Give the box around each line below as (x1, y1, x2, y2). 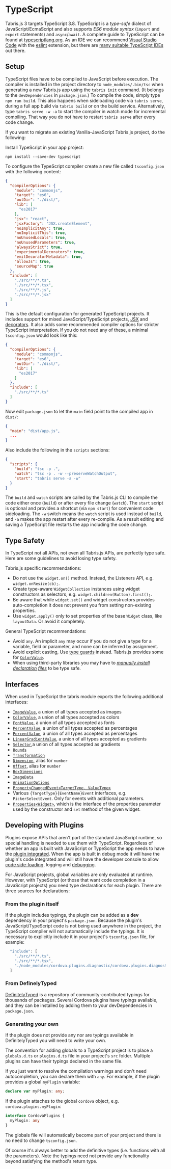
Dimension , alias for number (12, 758, 68, 763)
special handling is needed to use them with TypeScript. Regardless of (5, 840, 153, 846)
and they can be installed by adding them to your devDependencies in (5, 1002, 153, 1008)
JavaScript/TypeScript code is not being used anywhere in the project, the (5, 923, 161, 929)
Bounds (12, 748, 27, 753)
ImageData (12, 775, 34, 780)
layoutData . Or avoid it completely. (12, 618, 85, 625)
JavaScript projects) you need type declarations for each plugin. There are (5, 882, 162, 888)
